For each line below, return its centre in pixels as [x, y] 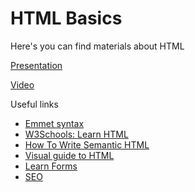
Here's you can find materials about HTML [97, 46]
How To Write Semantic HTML [87, 144]
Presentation [36, 65]
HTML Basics [66, 18]
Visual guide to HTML [69, 155]
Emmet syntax [54, 123]
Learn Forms [51, 166]
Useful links [34, 104]
